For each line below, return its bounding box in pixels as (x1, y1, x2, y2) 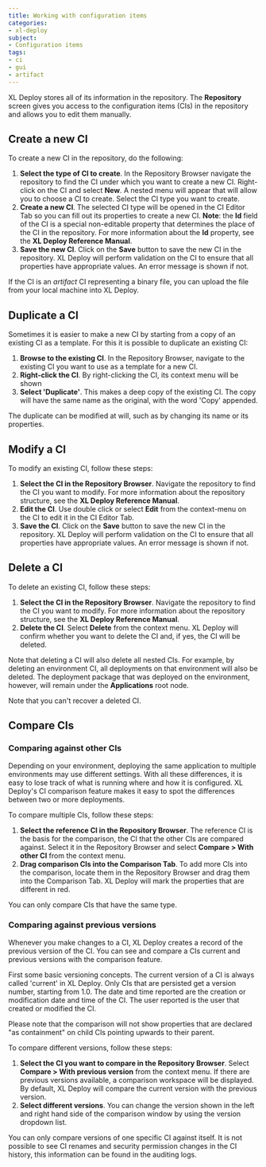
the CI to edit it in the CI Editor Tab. (19, 513, 135, 523)
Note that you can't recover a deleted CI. (8, 696, 141, 705)
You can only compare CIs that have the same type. (8, 899, 177, 910)
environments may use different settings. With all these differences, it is (8, 769, 243, 779)
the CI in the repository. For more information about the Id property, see (19, 228, 255, 238)
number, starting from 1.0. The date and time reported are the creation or (8, 987, 246, 996)
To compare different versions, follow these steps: (8, 1042, 172, 1053)
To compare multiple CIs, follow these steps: (8, 810, 154, 819)
